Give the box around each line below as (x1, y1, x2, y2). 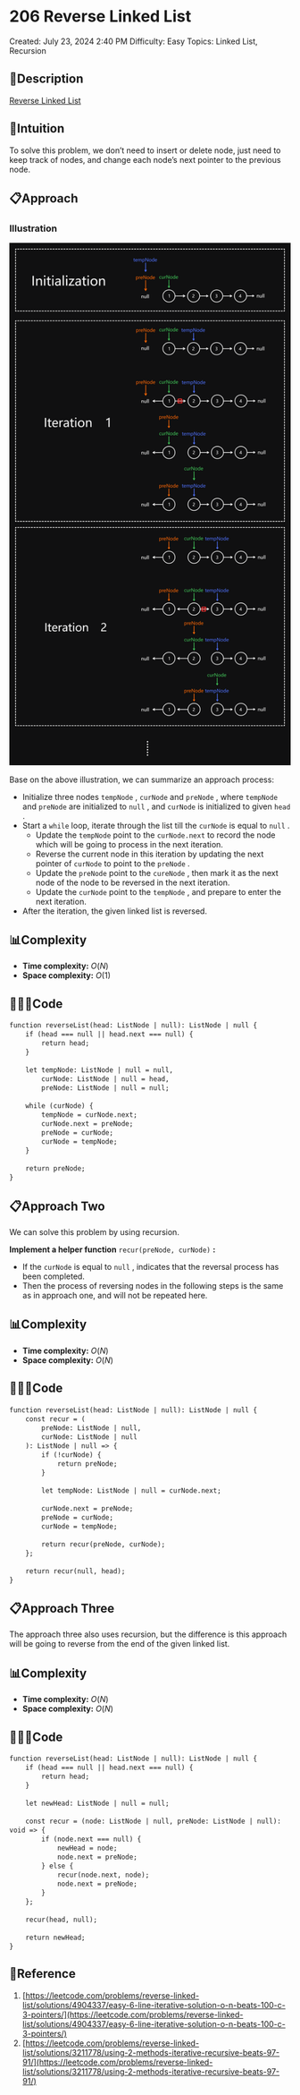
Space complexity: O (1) (21, 970, 112, 981)
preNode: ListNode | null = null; (41, 1084, 170, 1093)
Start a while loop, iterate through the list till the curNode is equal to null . (21, 820, 290, 830)
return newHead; (25, 1933, 87, 1943)
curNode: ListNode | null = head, (41, 1075, 170, 1084)
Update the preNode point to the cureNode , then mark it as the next (35, 867, 279, 878)
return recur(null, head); (25, 1566, 126, 1576)
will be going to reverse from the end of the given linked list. (9, 1639, 230, 1649)
